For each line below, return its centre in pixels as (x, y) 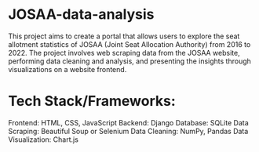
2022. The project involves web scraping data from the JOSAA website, (124, 52)
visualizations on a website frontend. (67, 69)
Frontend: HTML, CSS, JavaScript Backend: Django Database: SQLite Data (128, 122)
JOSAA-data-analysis (81, 14)
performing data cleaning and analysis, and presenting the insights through (129, 61)
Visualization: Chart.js (43, 139)
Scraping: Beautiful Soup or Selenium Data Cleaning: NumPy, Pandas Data (128, 131)
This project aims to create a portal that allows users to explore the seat (124, 36)
